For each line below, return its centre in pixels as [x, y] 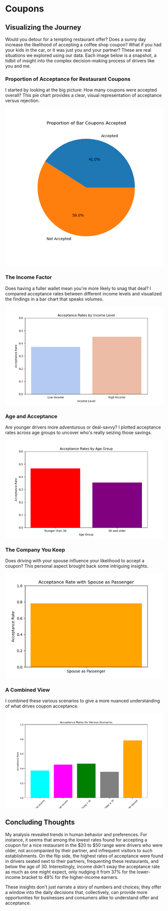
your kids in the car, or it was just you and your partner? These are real [78, 50]
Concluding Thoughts [40, 822]
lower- [143, 872]
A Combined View [28, 690]
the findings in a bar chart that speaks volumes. [54, 299]
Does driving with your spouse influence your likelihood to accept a [75, 561]
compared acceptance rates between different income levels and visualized [83, 293]
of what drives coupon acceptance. [42, 706]
